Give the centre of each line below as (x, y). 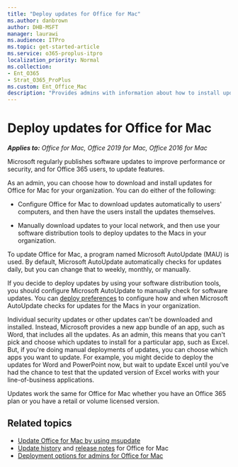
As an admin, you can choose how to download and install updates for (110, 183)
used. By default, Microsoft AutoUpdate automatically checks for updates (114, 262)
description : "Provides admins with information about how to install (114, 93)
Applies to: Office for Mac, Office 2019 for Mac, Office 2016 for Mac (107, 148)
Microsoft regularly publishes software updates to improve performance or (116, 162)
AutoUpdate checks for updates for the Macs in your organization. (104, 306)
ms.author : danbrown (38, 21)
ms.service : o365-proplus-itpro (55, 54)
